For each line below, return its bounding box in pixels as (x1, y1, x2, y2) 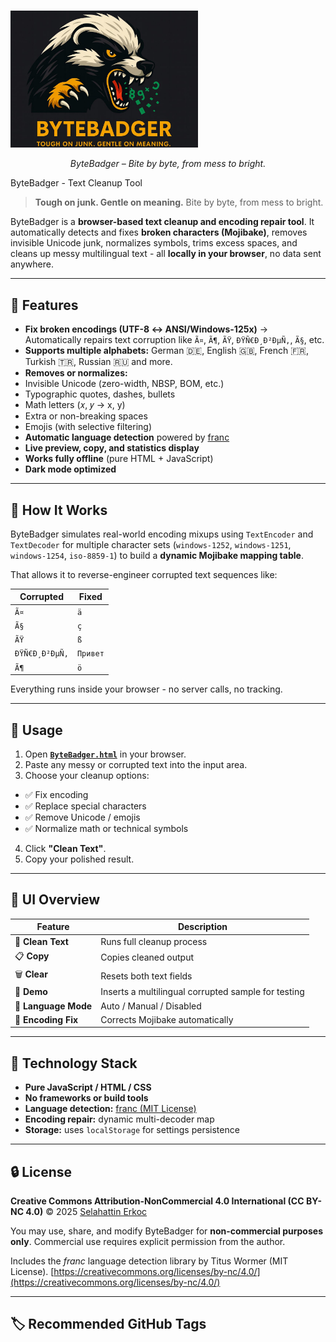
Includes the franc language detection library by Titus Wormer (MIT (10, 1255, 289, 1267)
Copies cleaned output (100, 951, 195, 964)
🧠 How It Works (10, 501, 108, 519)
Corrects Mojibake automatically (100, 1013, 234, 1025)
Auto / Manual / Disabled (100, 1000, 202, 1012)
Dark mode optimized (24, 463, 117, 475)
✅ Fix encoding (24, 789, 89, 801)
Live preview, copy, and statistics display (24, 442, 200, 454)
